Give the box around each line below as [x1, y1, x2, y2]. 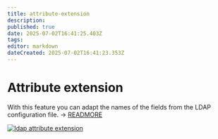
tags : [7, 37, 23, 44]
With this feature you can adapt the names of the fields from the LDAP [7, 102, 212, 111]
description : [7, 17, 46, 24]
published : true [7, 23, 55, 30]
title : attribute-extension [7, 10, 90, 18]
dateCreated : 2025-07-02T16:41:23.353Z [7, 50, 125, 57]
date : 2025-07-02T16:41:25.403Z [7, 29, 102, 37]
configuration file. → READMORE [7, 110, 103, 119]
